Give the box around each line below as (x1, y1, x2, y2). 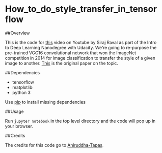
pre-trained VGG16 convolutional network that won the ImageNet (5, 50, 136, 56)
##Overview (5, 30, 30, 36)
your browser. (5, 123, 33, 129)
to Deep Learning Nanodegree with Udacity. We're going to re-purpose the (5, 44, 157, 50)
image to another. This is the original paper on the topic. (5, 60, 119, 66)
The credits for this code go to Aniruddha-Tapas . (5, 142, 104, 148)
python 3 (12, 89, 31, 95)
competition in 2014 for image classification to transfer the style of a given (5, 55, 156, 61)
